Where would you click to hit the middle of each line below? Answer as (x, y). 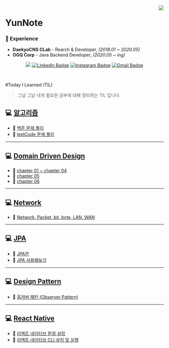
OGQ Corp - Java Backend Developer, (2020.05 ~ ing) (69, 55)
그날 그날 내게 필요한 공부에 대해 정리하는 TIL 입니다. (69, 95)
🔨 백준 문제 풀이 (28, 128)
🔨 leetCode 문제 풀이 (33, 134)
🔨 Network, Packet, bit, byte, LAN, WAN (54, 217)
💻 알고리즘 (22, 113)
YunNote (24, 23)
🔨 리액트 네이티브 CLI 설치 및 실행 (46, 340)
